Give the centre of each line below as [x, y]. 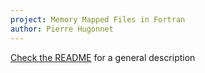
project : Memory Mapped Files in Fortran [98, 19]
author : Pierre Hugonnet [62, 29]
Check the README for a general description [103, 57]
